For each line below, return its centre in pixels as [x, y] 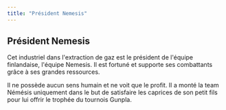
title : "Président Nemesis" [47, 13]
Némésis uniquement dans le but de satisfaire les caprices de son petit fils [112, 92]
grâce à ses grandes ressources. [54, 72]
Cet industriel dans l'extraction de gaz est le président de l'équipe [100, 57]
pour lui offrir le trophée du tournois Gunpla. [69, 100]
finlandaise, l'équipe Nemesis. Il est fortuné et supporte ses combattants [110, 65]
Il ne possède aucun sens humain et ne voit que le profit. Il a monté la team [113, 85]
